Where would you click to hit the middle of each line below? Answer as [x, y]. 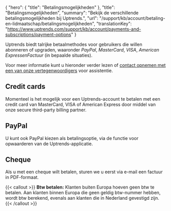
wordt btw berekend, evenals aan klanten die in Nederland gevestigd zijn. [82, 198]
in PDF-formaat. [22, 177]
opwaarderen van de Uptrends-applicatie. [49, 144]
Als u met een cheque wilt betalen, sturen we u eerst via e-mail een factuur [84, 172]
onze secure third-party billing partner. [46, 110]
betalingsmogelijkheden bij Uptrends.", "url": [52, 18]
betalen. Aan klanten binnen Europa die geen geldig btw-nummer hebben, [83, 193]
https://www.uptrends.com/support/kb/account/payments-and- [74, 29]
